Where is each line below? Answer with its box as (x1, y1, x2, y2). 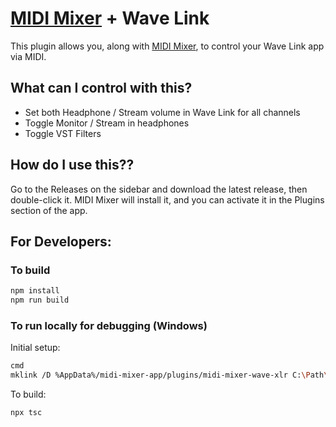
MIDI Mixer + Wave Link (10, 7, 210, 30)
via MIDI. (10, 50, 47, 62)
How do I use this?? (10, 157, 135, 174)
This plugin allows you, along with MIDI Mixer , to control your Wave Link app (10, 40, 325, 52)
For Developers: (10, 233, 112, 250)
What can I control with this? (10, 80, 193, 97)
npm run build (10, 295, 70, 306)
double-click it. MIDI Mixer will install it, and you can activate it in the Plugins (10, 193, 325, 206)
